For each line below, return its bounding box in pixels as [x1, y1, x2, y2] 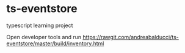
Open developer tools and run [6, 33, 82, 40]
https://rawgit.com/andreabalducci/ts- [82, 33, 179, 40]
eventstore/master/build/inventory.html [6, 40, 104, 47]
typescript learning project [6, 22, 73, 29]
